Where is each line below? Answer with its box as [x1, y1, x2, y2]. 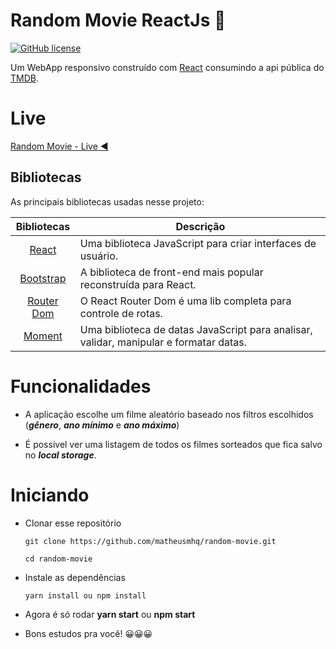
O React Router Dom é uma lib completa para [79, 294, 292, 308]
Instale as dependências [24, 571, 126, 583]
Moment [23, 329, 63, 343]
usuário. [79, 249, 119, 263]
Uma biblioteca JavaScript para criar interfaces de [79, 236, 317, 250]
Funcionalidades [10, 375, 152, 398]
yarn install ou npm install [24, 590, 147, 601]
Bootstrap [19, 271, 67, 285]
